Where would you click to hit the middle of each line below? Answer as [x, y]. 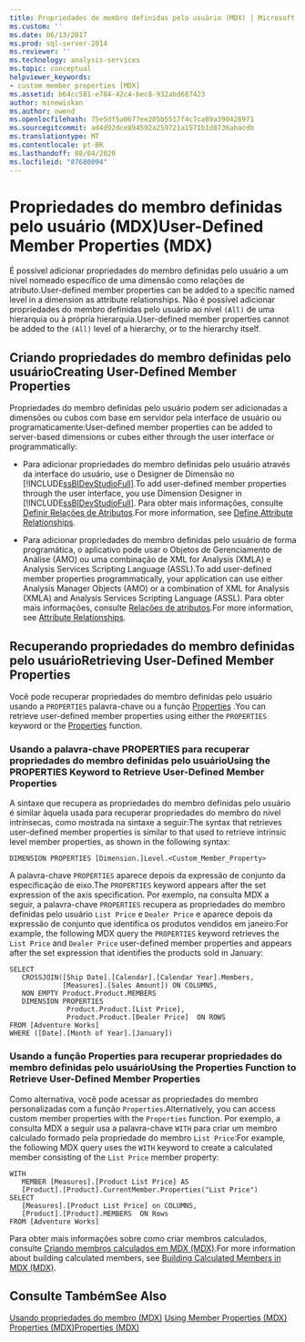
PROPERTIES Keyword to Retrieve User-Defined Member [137, 772]
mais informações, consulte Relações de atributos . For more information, [158, 608]
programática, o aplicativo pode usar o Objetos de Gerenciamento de [152, 550]
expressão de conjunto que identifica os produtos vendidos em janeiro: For [149, 924]
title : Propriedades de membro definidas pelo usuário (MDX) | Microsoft [152, 18]
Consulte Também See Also [88, 1296]
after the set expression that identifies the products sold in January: [137, 953]
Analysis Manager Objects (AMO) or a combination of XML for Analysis [156, 589]
